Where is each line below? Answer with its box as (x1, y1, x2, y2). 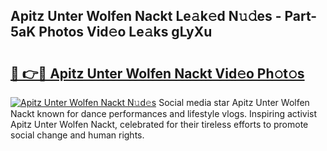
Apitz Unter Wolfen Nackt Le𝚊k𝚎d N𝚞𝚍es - (10, 8, 282, 25)
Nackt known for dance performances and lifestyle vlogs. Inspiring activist (10, 108, 318, 119)
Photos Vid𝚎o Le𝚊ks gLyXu (38, 24, 213, 41)
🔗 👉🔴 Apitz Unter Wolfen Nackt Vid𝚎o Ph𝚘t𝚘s (10, 65, 305, 82)
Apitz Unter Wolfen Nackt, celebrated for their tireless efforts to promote (10, 119, 309, 130)
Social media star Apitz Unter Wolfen (158, 97, 310, 108)
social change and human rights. (10, 129, 145, 141)
